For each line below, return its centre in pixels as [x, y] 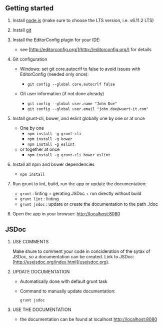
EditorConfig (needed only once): [54, 74]
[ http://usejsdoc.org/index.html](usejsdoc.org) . [61, 262]
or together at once [40, 149]
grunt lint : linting [39, 199]
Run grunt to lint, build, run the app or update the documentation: [79, 184]
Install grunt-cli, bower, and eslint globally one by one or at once [78, 118]
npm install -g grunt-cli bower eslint [69, 155]
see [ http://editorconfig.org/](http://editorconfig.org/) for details [85, 49]
